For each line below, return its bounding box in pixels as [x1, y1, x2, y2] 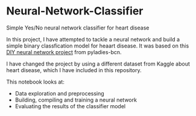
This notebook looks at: [6, 78, 65, 85]
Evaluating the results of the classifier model [14, 102, 125, 109]
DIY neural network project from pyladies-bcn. [6, 48, 122, 55]
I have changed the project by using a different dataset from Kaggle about [6, 60, 190, 67]
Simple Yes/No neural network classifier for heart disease [6, 24, 150, 31]
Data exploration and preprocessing [14, 90, 104, 97]
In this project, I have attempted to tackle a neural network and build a [6, 35, 180, 43]
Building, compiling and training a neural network [14, 96, 138, 103]
